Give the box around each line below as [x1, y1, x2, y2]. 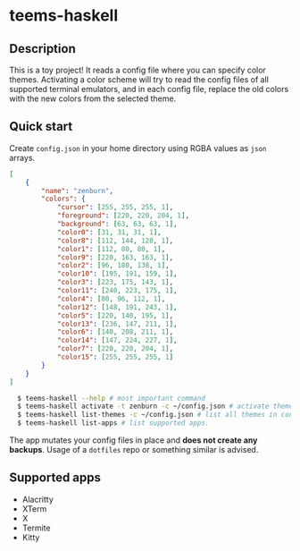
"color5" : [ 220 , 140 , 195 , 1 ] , [56, 310, 174, 320]
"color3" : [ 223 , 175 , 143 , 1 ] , [56, 278, 174, 287]
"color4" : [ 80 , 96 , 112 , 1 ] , [56, 294, 166, 303]
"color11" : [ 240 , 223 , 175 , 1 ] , [56, 286, 178, 295]
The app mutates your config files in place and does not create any [9, 435, 258, 445]
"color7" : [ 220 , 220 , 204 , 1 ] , [56, 344, 174, 353]
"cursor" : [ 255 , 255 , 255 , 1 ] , [56, 203, 174, 212]
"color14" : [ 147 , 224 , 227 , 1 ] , [56, 336, 178, 345]
